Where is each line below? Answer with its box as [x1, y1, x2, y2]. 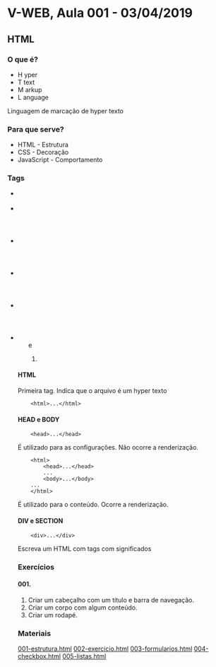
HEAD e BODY [17, 415, 60, 423]
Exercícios [17, 562, 55, 572]
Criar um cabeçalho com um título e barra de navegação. [28, 595, 194, 604]
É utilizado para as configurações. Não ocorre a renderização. [17, 443, 199, 452]
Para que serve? [7, 124, 65, 134]
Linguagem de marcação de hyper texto [7, 106, 124, 115]
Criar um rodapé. [28, 610, 78, 619]
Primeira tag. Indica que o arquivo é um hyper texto [17, 387, 167, 395]
